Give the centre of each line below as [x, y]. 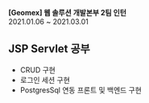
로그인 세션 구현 [45, 80]
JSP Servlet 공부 [49, 49]
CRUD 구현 [38, 70]
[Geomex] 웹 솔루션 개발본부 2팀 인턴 [68, 12]
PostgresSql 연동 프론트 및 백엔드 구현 [81, 90]
